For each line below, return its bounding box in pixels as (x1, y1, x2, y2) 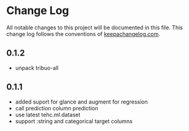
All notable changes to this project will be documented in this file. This (6, 24, 183, 31)
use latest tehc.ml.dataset (15, 111, 81, 118)
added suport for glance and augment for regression (15, 98, 148, 105)
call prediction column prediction (15, 104, 98, 112)
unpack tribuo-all (15, 64, 59, 71)
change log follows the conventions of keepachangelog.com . (6, 30, 160, 37)
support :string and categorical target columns (15, 117, 133, 125)
